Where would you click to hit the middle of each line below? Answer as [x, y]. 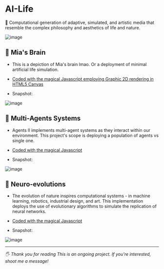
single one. [23, 141]
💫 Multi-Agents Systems [43, 118]
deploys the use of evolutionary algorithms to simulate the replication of [84, 207]
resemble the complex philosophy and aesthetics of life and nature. [73, 27]
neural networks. [29, 211]
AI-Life [19, 9]
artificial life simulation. [35, 69]
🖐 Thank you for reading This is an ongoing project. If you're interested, [78, 254]
